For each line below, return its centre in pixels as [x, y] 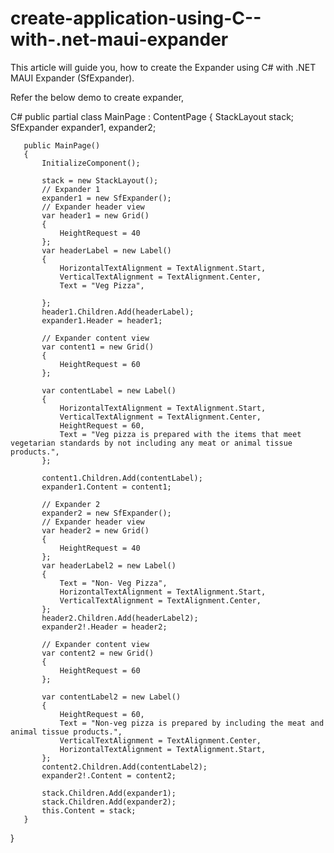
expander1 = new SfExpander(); [106, 198]
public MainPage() [62, 145]
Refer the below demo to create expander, [97, 97]
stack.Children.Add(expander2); [109, 802]
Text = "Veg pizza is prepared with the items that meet [180, 434]
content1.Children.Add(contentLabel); [122, 478]
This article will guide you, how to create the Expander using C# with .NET [163, 67]
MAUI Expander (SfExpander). [72, 78]
